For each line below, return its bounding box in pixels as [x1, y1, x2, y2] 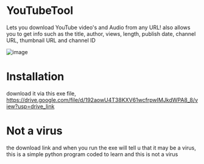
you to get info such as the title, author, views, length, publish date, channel [6, 30, 196, 37]
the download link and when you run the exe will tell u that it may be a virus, [6, 144, 196, 151]
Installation [6, 70, 65, 84]
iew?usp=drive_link [6, 103, 55, 110]
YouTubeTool [6, 4, 74, 18]
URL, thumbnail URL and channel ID [6, 36, 96, 44]
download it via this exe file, [6, 89, 76, 97]
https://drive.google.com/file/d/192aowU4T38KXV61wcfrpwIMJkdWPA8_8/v [6, 96, 199, 103]
